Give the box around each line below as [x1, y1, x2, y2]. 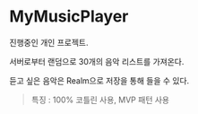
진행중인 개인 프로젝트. [9, 37, 89, 48]
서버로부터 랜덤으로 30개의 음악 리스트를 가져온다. [9, 56, 185, 66]
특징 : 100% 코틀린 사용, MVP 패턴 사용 [30, 94, 170, 105]
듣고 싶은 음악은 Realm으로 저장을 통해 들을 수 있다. [9, 75, 190, 86]
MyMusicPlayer [9, 6, 129, 27]
